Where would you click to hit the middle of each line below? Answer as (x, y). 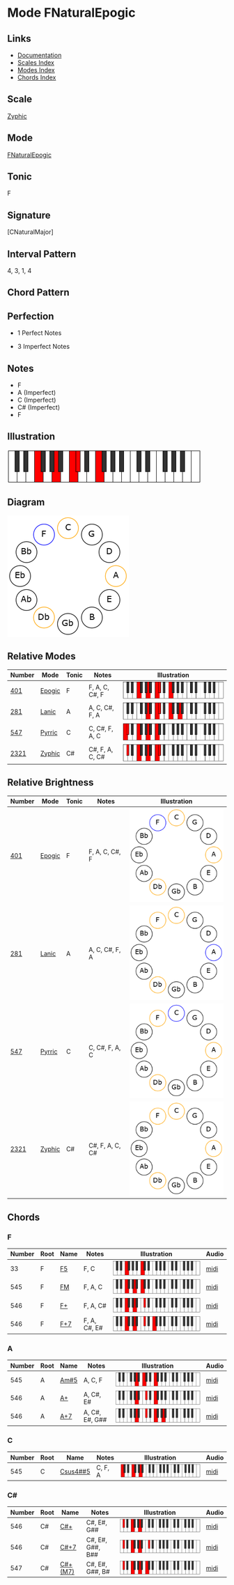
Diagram (26, 502)
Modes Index (36, 70)
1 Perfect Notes (39, 333)
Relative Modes (41, 656)
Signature (29, 215)
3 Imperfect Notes (44, 347)
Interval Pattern (42, 254)
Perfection (31, 316)
